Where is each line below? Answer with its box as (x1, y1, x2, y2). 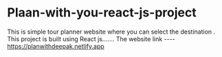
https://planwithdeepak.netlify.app (7, 42, 104, 50)
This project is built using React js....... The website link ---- (7, 34, 175, 43)
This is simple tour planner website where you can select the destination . (7, 27, 216, 36)
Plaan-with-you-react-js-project (7, 5, 197, 21)
